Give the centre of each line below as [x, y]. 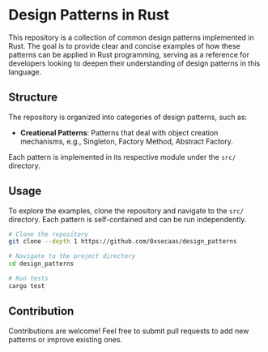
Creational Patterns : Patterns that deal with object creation [119, 132]
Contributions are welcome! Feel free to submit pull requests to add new [129, 331]
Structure [33, 98]
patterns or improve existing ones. [66, 339]
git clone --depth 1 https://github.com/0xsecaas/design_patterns [123, 242]
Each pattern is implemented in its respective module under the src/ [122, 157]
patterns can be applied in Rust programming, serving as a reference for [129, 54]
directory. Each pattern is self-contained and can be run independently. [128, 219]
